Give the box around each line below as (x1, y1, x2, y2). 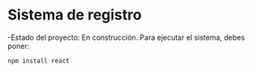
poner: (7, 41, 30, 50)
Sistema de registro (7, 6, 143, 24)
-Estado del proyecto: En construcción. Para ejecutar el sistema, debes (7, 32, 245, 42)
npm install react (7, 57, 70, 65)
